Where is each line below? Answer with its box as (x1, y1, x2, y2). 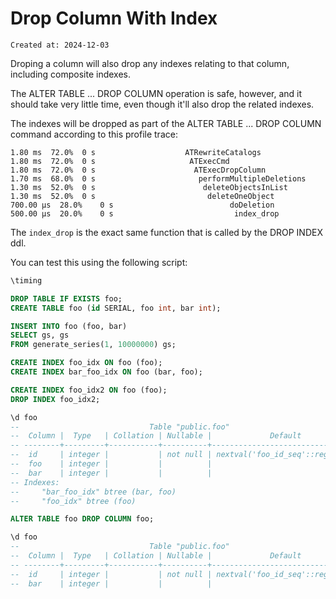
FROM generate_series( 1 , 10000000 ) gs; (10, 340, 177, 350)
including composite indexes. (10, 68, 132, 80)
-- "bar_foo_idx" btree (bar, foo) (10, 487, 177, 497)
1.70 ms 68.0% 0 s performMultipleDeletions (10, 173, 307, 184)
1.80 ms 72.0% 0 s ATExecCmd (10, 156, 230, 166)
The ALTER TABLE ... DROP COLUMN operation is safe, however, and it (10, 87, 303, 99)
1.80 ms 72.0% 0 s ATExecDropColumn (10, 165, 267, 175)
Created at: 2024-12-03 (10, 40, 110, 50)
